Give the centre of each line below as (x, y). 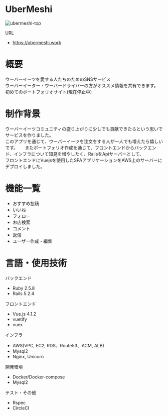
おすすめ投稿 (26, 203)
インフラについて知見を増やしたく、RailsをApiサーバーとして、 (79, 154)
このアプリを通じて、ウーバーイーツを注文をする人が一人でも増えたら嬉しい (84, 141)
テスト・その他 (21, 392)
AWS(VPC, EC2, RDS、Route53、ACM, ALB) (58, 345)
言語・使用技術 (36, 263)
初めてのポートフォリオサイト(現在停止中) (49, 92)
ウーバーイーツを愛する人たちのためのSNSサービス (58, 79)
